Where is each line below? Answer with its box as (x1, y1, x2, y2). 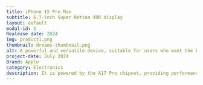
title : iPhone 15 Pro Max (6, 8, 71, 15)
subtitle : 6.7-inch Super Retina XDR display (6, 14, 123, 20)
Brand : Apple (6, 59, 39, 65)
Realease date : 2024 (6, 31, 59, 37)
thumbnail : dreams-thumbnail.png (6, 42, 91, 48)
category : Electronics (6, 64, 63, 71)
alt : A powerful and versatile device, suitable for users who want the (6, 48, 193, 54)
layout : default (6, 20, 47, 26)
